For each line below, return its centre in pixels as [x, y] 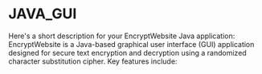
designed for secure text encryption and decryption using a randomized [127, 53]
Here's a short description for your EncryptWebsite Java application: [122, 36]
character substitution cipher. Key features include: [93, 61]
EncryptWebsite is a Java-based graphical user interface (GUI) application [131, 44]
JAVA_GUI [43, 14]
